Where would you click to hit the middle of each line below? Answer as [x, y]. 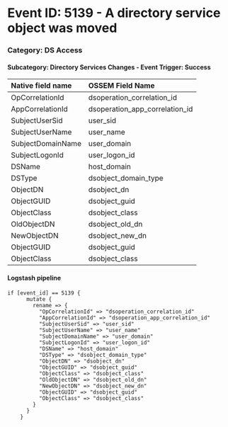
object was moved [62, 28]
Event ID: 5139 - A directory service [114, 13]
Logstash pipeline [34, 278]
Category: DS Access [45, 50]
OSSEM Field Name [121, 86]
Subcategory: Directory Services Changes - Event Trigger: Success [109, 67]
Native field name [41, 86]
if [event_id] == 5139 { [44, 293]
